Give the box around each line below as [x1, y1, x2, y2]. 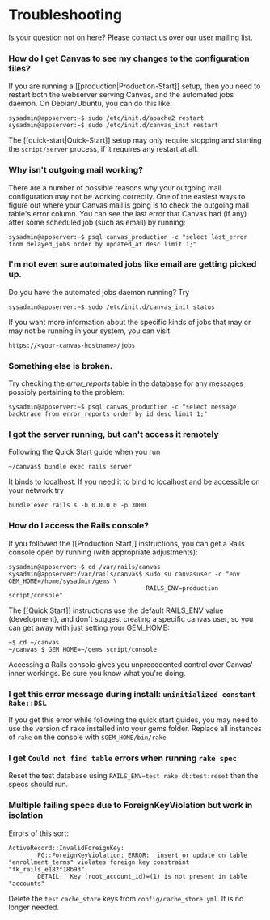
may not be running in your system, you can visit [8, 326, 171, 336]
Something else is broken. [8, 360, 113, 371]
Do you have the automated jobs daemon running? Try [8, 287, 190, 297]
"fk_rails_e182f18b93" [8, 865, 85, 873]
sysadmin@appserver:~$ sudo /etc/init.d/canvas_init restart [8, 122, 219, 130]
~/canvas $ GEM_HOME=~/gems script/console [8, 645, 158, 653]
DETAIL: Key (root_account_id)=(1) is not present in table [37, 872, 248, 880]
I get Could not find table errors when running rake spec [8, 752, 237, 764]
